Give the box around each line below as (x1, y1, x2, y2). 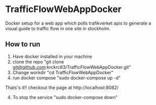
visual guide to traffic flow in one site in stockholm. (5, 25, 111, 31)
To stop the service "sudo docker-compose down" (12, 94, 118, 100)
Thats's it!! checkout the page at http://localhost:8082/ (5, 84, 119, 90)
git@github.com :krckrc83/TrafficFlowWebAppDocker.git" (12, 64, 131, 70)
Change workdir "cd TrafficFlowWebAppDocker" (12, 69, 114, 75)
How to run (5, 40, 41, 49)
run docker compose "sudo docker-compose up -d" (12, 74, 121, 81)
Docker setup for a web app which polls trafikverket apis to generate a (5, 20, 151, 26)
